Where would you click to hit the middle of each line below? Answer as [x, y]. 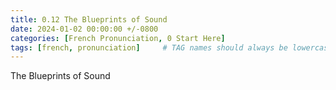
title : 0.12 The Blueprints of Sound [89, 19]
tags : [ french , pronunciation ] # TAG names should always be [149, 47]
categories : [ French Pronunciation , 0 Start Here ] [118, 38]
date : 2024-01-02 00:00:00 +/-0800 [84, 29]
